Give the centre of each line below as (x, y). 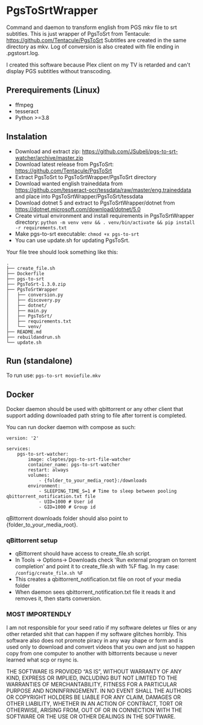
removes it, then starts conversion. (58, 599)
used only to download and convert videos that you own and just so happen (101, 647)
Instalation (27, 137)
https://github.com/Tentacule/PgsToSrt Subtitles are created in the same (96, 40)
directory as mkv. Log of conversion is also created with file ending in (93, 47)
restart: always (48, 470)
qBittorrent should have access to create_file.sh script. (83, 554)
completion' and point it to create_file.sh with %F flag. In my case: (97, 566)
